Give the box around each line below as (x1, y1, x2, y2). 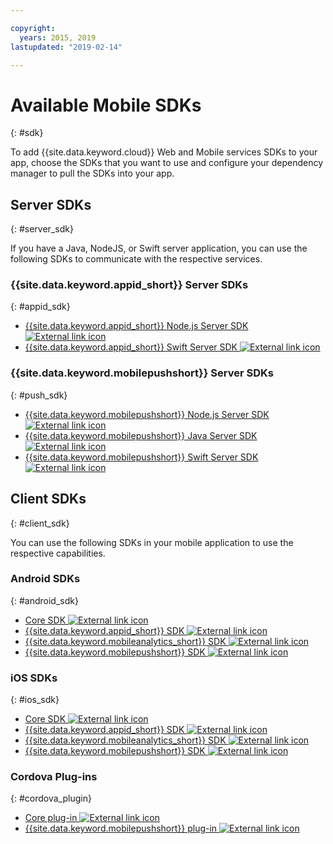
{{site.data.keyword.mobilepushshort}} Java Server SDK (24, 429, 258, 441)
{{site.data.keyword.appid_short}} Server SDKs (10, 278, 249, 292)
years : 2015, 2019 (19, 32, 97, 43)
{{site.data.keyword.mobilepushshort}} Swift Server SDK (24, 451, 259, 463)
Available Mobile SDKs (10, 94, 202, 116)
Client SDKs (10, 491, 87, 508)
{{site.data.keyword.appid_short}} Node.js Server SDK (24, 320, 249, 332)
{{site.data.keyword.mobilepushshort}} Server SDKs (10, 366, 274, 380)
